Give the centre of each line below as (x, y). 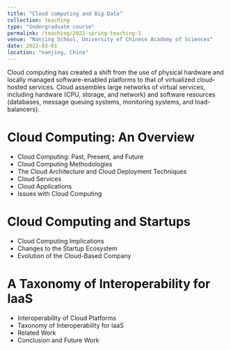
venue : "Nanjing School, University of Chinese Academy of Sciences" (110, 40)
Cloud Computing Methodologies (65, 164)
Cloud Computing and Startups (99, 222)
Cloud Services (39, 179)
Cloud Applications (45, 186)
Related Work (37, 333)
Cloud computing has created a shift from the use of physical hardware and (115, 72)
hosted (17, 87)
